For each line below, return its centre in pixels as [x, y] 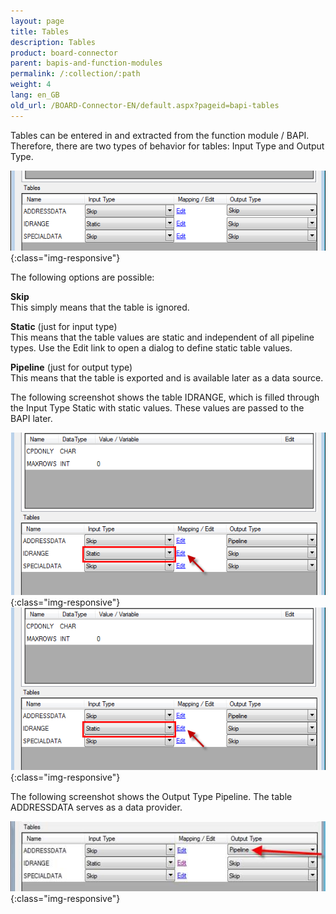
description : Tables [53, 42]
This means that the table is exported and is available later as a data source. [167, 377]
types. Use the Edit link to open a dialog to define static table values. [151, 347]
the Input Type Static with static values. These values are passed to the [157, 407]
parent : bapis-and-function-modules [86, 63]
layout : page [37, 21]
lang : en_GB [35, 95]
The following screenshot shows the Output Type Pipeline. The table [151, 796]
